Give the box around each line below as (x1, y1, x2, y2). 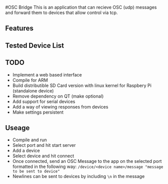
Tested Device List (5, 41, 64, 50)
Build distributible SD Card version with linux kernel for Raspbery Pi (12, 82, 152, 88)
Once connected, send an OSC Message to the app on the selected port (12, 158, 162, 164)
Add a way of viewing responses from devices (12, 104, 109, 110)
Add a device (12, 148, 40, 154)
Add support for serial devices (12, 98, 75, 105)
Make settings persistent (12, 109, 64, 115)
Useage (5, 123, 30, 132)
